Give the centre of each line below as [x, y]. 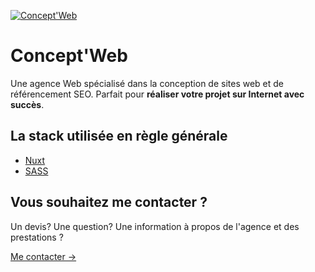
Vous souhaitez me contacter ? [109, 202]
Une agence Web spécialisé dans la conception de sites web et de [147, 83]
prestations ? [37, 237]
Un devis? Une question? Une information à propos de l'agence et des [155, 226]
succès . [27, 104]
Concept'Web [69, 56]
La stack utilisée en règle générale [119, 136]
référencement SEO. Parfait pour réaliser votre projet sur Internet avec [157, 94]
